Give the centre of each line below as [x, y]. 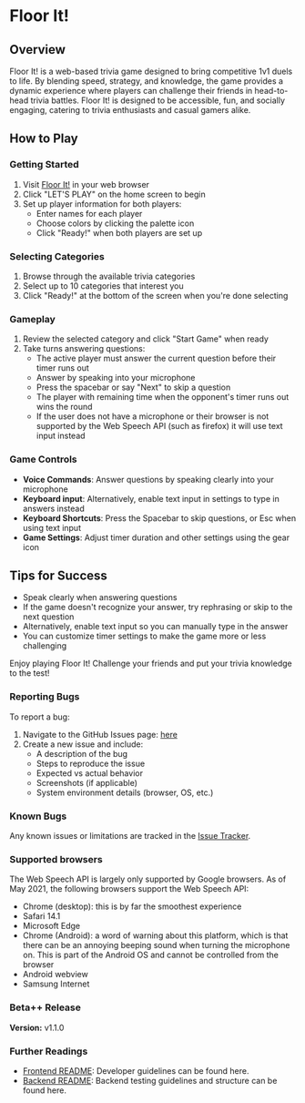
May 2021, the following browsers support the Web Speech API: [129, 889]
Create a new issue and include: [83, 744]
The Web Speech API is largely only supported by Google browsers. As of [148, 879]
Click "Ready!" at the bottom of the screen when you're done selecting [155, 295]
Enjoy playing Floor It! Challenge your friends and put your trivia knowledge [151, 664]
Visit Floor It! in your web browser [86, 184]
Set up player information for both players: [102, 204]
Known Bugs [38, 816]
